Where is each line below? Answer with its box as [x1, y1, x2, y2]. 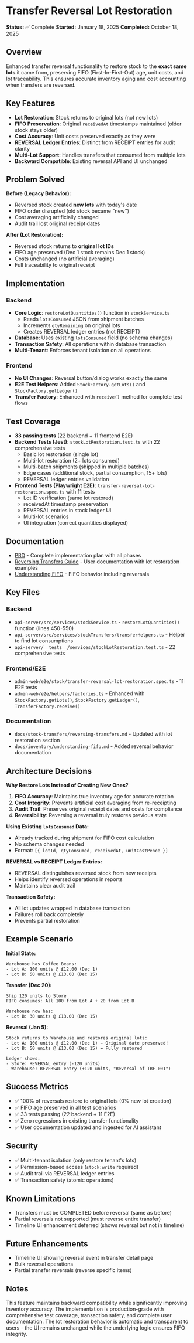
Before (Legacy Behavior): [6, 190, 71, 197]
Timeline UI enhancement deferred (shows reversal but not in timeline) [14, 1222, 185, 1229]
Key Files [6, 587, 40, 597]
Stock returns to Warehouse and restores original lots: [6, 1035, 148, 1041]
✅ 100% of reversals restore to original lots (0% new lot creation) [14, 1097, 172, 1104]
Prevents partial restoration [14, 917, 80, 924]
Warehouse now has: [6, 1008, 54, 1014]
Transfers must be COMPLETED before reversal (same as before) [14, 1209, 172, 1216]
